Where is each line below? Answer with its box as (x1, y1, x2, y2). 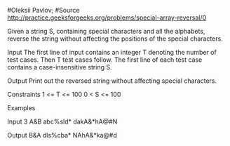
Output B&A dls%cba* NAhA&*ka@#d (7, 131, 118, 139)
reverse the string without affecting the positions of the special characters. (7, 34, 223, 43)
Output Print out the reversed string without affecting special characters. (7, 77, 217, 85)
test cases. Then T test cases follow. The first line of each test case (7, 55, 203, 64)
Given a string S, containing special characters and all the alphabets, (7, 27, 205, 35)
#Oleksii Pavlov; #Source (7, 6, 80, 14)
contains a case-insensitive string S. (7, 63, 112, 71)
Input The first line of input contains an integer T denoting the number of (7, 48, 217, 56)
